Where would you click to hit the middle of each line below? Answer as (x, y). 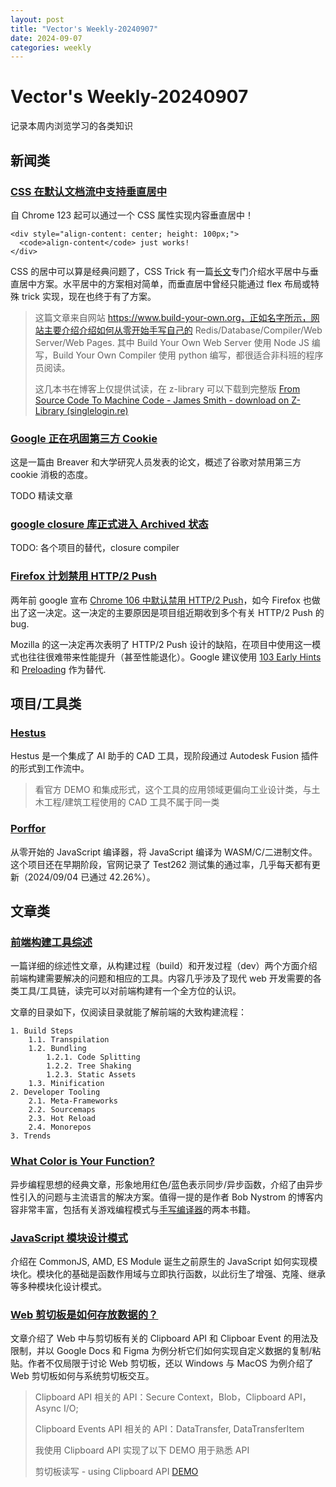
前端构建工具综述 (51, 943)
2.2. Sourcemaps (62, 1110)
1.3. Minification (66, 1084)
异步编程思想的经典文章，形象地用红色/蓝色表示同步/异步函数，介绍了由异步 (167, 1184)
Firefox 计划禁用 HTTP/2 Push (83, 576)
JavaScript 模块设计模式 (69, 1238)
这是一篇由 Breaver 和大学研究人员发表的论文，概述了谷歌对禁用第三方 (156, 462)
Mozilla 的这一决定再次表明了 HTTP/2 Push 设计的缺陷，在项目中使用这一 (161, 644)
